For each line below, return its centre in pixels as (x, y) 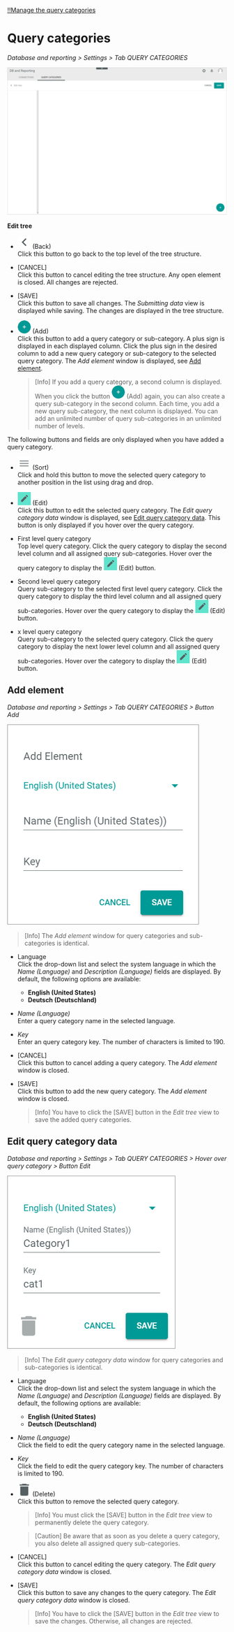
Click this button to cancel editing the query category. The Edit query (116, 1564)
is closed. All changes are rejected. (68, 282)
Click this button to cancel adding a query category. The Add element (117, 1062)
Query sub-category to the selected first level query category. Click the (120, 589)
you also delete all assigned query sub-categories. (107, 1543)
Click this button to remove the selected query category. (98, 1501)
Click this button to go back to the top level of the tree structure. (109, 254)
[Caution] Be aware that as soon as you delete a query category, (127, 1536)
